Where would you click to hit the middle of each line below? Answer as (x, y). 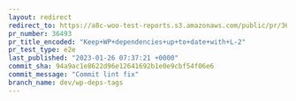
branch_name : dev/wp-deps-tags (66, 83)
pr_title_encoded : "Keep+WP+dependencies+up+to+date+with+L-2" (127, 42)
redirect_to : (32, 25)
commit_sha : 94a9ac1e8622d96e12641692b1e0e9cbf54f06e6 (111, 67)
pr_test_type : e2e (42, 50)
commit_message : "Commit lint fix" (74, 75)
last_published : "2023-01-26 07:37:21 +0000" (93, 58)
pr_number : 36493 (40, 33)
